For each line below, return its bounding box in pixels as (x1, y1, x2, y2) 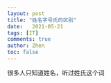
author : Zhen (7, 42, 45, 49)
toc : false (7, 49, 39, 56)
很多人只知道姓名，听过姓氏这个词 (7, 68, 105, 77)
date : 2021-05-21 (7, 23, 64, 30)
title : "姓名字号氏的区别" (7, 17, 77, 24)
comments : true (7, 36, 51, 43)
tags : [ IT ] (7, 29, 39, 37)
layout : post (7, 10, 45, 17)
